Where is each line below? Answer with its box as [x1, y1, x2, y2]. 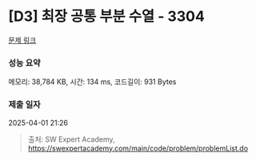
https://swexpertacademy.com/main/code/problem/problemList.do [27, 143, 249, 153]
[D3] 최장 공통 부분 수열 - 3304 [8, 7, 206, 26]
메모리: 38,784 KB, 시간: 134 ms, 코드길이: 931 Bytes [8, 77, 177, 87]
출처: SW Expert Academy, [27, 134, 115, 144]
